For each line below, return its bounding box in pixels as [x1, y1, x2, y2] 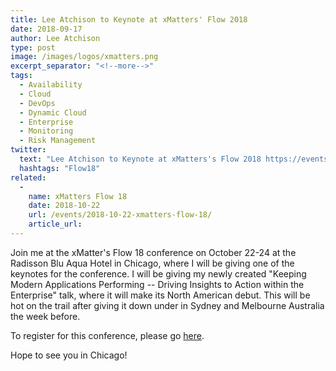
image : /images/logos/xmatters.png [10, 52, 159, 62]
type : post [10, 42, 56, 53]
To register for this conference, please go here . [10, 329, 205, 341]
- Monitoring [19, 126, 74, 136]
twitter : [10, 145, 47, 155]
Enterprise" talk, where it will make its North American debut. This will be [10, 289, 311, 301]
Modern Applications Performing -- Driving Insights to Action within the [10, 278, 305, 290]
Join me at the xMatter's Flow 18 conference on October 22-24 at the [10, 246, 297, 258]
